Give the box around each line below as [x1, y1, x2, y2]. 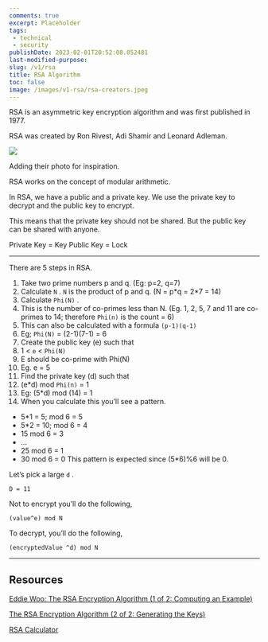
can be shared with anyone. [9, 224, 100, 235]
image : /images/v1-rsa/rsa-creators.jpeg [9, 85, 149, 94]
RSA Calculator [9, 625, 59, 635]
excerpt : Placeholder [9, 19, 81, 27]
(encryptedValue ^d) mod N [9, 544, 99, 552]
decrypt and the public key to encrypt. [9, 200, 134, 211]
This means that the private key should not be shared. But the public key [9, 216, 247, 226]
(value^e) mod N [9, 515, 63, 523]
